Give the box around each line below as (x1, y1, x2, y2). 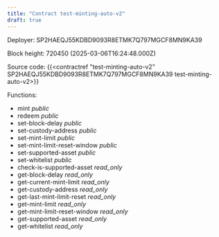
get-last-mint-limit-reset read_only (17, 192, 116, 201)
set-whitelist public (17, 155, 72, 164)
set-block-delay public (17, 119, 82, 127)
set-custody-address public (17, 126, 97, 134)
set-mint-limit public (17, 133, 75, 142)
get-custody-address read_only (17, 185, 108, 193)
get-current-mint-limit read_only (17, 177, 109, 186)
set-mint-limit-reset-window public (17, 141, 117, 149)
